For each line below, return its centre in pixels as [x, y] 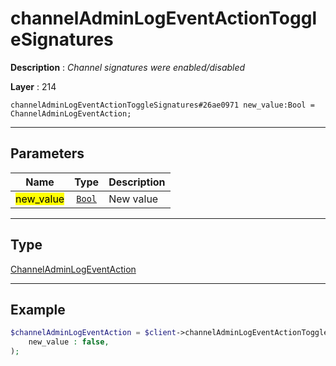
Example [38, 309]
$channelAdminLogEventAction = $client [93, 333]
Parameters [47, 153]
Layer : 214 [33, 86]
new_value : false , [69, 342]
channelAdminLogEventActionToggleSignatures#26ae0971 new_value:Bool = [162, 105]
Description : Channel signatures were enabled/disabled [128, 67]
